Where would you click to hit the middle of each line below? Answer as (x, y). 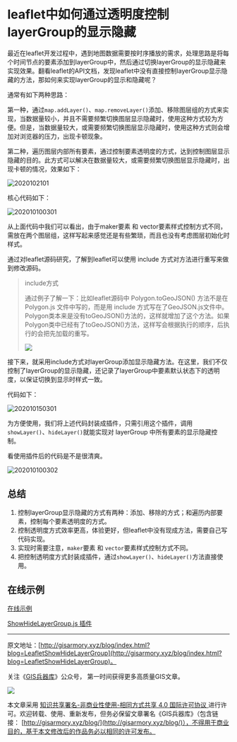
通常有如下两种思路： (38, 94)
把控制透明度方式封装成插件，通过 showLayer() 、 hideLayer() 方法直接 (117, 557)
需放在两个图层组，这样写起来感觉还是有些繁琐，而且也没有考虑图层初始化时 (119, 235)
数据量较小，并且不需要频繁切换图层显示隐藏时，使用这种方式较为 (121, 118)
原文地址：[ (24, 645)
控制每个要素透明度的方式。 (70, 521)
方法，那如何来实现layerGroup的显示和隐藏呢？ (88, 79)
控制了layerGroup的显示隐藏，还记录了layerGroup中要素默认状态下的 (108, 370)
